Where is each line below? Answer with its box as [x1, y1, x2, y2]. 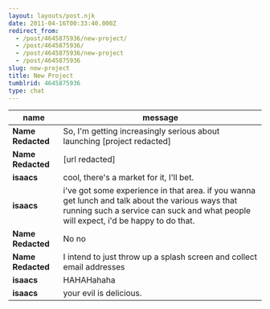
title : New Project [8, 72, 74, 80]
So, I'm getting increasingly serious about [63, 126, 220, 137]
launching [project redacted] [63, 136, 171, 147]
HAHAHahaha [63, 274, 116, 286]
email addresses [63, 262, 125, 273]
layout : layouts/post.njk [8, 11, 95, 20]
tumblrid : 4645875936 [8, 79, 81, 87]
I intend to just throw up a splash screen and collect [63, 251, 257, 262]
